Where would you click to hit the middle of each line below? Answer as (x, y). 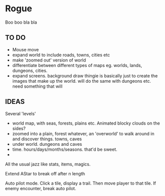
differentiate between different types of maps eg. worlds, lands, (77, 65)
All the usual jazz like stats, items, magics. (48, 164)
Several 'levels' (21, 113)
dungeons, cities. (30, 70)
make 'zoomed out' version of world (49, 60)
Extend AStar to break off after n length (45, 173)
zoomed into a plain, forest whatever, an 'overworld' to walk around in (83, 133)
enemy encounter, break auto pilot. (41, 188)
